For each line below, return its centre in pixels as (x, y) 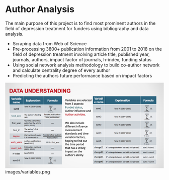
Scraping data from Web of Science (50, 43)
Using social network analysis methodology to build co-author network (86, 65)
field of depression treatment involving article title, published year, (81, 54)
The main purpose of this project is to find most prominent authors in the (80, 23)
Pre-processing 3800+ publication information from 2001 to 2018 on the (87, 49)
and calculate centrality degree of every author (61, 70)
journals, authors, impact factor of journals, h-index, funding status (82, 59)
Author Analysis (40, 9)
